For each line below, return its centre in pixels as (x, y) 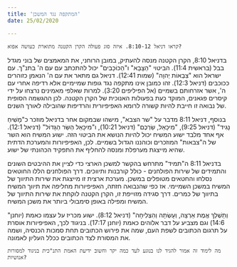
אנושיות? (17, 257)
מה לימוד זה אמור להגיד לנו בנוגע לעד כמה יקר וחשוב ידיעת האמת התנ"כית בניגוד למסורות (114, 251)
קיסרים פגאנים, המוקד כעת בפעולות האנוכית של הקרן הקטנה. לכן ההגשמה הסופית (117, 98)
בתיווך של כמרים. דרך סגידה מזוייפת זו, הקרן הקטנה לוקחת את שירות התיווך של (113, 194)
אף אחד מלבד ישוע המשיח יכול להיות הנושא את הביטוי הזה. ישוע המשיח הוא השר (116, 134)
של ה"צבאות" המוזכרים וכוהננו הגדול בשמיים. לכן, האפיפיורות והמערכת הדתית (112, 142)
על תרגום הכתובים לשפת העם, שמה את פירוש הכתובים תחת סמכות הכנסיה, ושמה (117, 230)
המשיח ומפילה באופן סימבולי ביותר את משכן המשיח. (78, 201)
